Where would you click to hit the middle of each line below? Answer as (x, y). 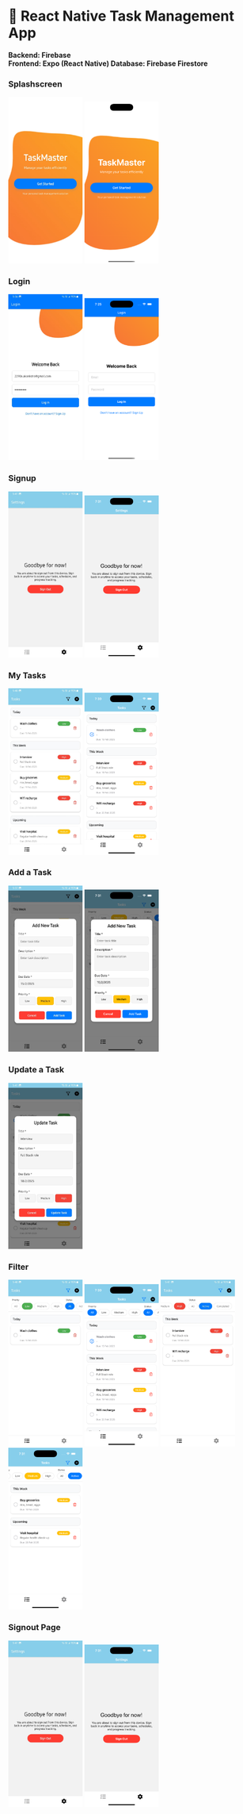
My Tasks (27, 675)
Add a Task (30, 872)
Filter (19, 1267)
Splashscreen (36, 84)
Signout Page (34, 1628)
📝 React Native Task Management (121, 16)
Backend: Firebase (40, 55)
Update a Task (36, 1070)
